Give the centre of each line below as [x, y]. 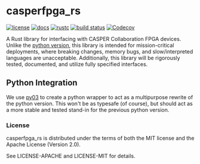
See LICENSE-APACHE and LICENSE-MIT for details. [71, 156]
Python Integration [42, 83]
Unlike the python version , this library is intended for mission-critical [90, 45]
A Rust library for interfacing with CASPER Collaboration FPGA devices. [94, 39]
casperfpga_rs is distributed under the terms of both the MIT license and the [100, 138]
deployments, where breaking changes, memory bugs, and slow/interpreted [100, 51]
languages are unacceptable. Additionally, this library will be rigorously [93, 58]
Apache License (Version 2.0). [43, 144]
